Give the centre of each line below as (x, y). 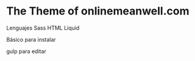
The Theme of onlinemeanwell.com (98, 11)
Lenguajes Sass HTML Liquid (43, 28)
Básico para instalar (31, 39)
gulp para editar (27, 51)
